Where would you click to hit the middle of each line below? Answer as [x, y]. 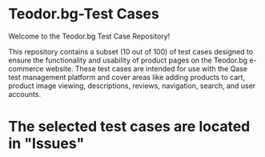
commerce [26, 68]
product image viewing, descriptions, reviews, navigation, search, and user [132, 86]
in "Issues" [46, 144]
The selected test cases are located [129, 127]
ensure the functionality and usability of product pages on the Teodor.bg [128, 60]
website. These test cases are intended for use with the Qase [147, 68]
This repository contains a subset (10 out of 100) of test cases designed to [131, 51]
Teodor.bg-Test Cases [84, 14]
